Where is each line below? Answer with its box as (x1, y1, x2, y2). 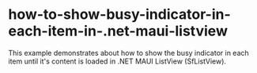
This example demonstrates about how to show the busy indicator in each (8, 48, 249, 57)
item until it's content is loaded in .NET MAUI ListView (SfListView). (8, 57, 227, 66)
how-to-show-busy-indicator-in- (8, 5, 231, 24)
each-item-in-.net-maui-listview (8, 22, 228, 40)
